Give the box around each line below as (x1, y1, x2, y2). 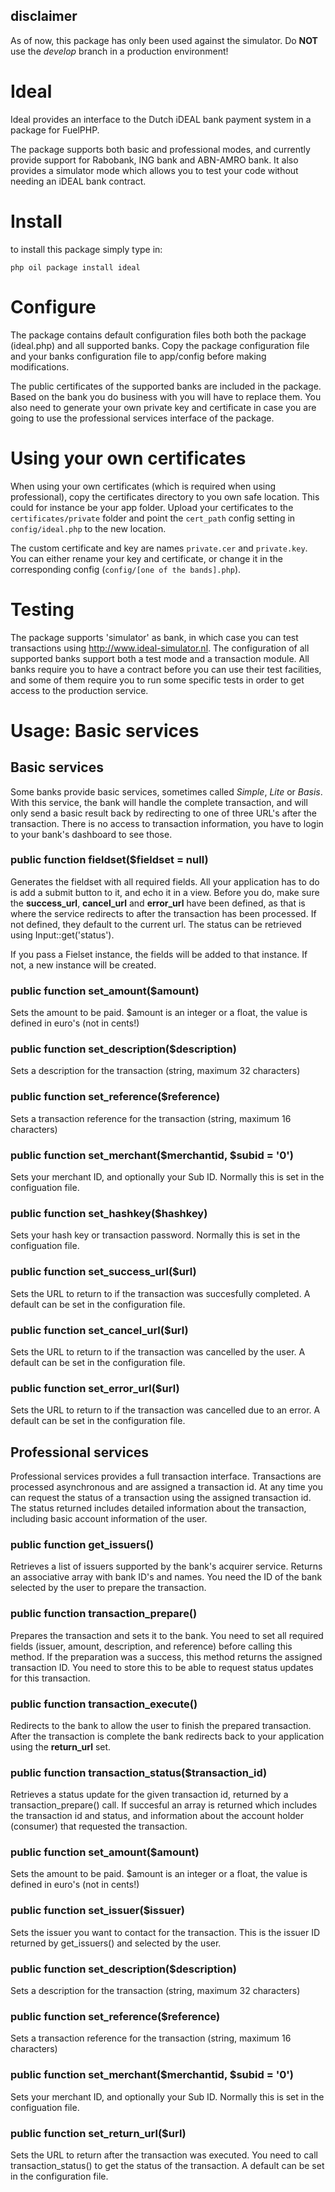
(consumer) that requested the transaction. (10, 1820, 188, 1833)
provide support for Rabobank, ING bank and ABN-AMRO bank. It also (10, 154, 299, 166)
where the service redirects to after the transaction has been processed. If (10, 907, 317, 919)
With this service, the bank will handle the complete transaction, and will (10, 796, 308, 808)
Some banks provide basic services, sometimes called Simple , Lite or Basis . (10, 785, 323, 798)
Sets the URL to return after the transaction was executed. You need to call (10, 2149, 318, 2161)
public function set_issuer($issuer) (10, 1904, 185, 1918)
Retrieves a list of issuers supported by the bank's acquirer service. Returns (10, 1560, 323, 1573)
